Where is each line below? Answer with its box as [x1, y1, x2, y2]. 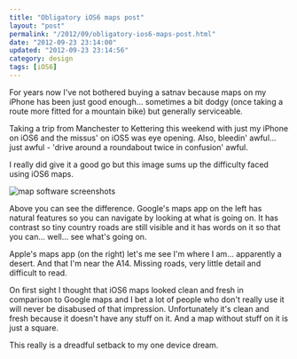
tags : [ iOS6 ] [9, 63, 58, 72]
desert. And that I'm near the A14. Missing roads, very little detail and [9, 258, 262, 268]
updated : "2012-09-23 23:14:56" [9, 46, 129, 55]
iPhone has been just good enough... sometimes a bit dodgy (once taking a [9, 96, 284, 107]
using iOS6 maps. [9, 168, 74, 179]
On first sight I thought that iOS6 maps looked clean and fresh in [9, 284, 244, 295]
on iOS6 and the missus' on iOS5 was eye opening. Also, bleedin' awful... [9, 132, 277, 143]
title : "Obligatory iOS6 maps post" [9, 12, 145, 22]
